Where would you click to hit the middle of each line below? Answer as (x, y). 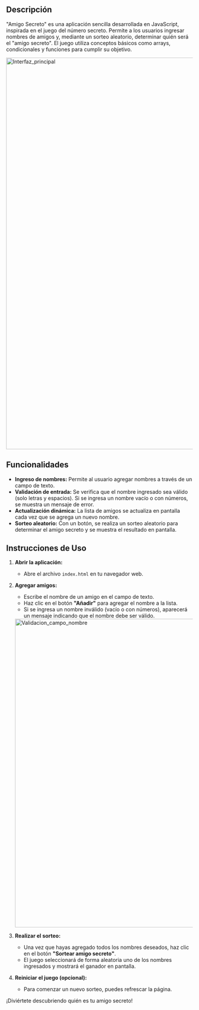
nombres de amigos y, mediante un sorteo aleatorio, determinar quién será (97, 36)
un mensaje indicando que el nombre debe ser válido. (89, 616)
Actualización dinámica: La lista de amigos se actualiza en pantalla (97, 510)
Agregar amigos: (36, 585)
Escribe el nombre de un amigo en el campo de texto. (89, 597)
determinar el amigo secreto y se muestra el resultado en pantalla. (95, 529)
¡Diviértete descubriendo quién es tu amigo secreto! (70, 1001)
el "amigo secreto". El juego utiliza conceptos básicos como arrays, (88, 43)
